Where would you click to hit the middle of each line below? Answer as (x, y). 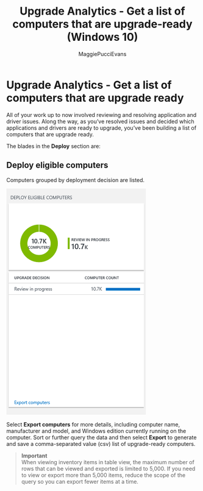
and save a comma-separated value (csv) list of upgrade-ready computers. (101, 443)
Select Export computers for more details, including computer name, (93, 424)
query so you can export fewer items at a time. (80, 481)
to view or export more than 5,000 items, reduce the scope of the (103, 475)
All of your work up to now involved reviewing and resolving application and (101, 115)
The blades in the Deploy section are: (53, 146)
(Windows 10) (102, 37)
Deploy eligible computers (57, 165)
